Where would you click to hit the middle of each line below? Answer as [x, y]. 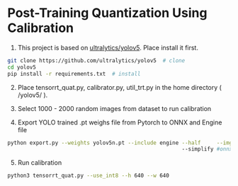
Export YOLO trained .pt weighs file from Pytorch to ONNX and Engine [120, 122]
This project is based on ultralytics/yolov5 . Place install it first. [108, 47]
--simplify [198, 149]
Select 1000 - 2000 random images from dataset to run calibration [114, 108]
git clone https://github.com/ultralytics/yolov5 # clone [96, 60]
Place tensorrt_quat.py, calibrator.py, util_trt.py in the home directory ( [119, 87]
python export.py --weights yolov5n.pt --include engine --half [104, 143]
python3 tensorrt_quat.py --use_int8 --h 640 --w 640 [89, 176]
